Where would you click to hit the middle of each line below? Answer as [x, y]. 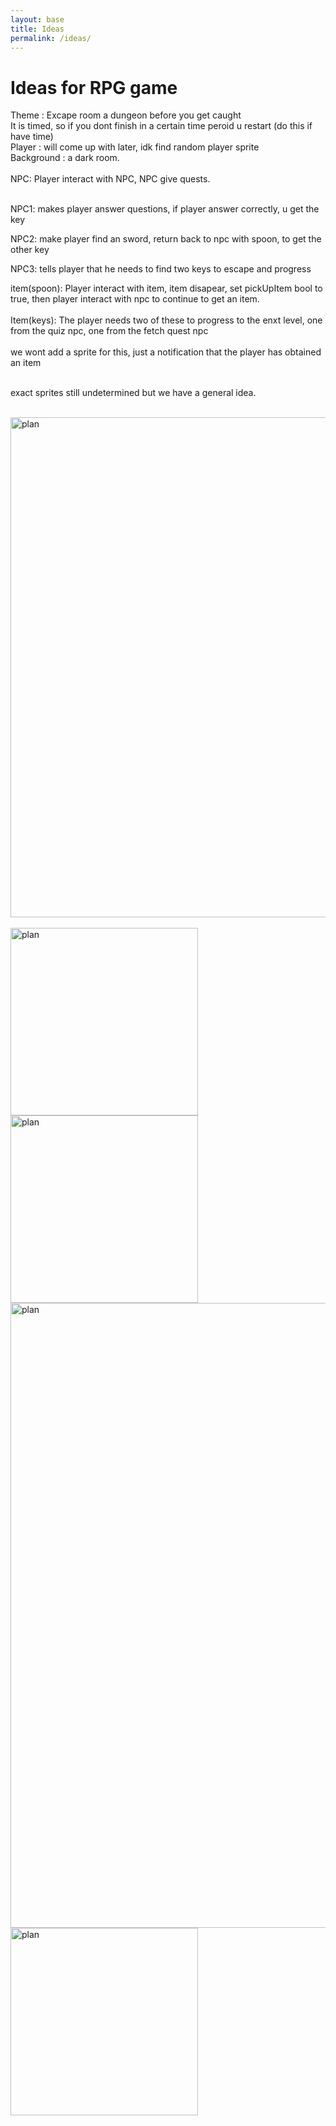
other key [30, 250]
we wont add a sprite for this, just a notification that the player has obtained [166, 352]
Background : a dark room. [65, 158]
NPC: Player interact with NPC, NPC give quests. [110, 179]
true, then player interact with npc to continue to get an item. [135, 299]
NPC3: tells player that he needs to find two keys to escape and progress [161, 269]
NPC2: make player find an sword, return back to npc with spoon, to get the [166, 239]
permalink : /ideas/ [51, 38]
